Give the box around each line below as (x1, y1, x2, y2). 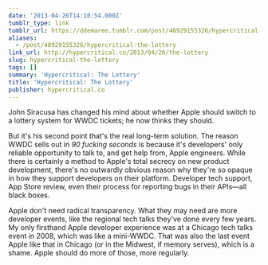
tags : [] (8, 64, 37, 72)
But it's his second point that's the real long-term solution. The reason (8, 131, 238, 141)
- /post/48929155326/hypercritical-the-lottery (15, 41, 177, 49)
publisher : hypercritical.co (8, 85, 105, 94)
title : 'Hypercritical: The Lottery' (8, 78, 134, 86)
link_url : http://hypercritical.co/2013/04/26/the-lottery (8, 49, 209, 57)
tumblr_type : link (8, 19, 69, 27)
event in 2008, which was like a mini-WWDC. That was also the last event (8, 232, 250, 241)
